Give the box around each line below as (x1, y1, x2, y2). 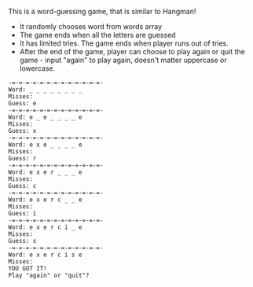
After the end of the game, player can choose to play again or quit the (19, 47, 246, 56)
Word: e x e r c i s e (8, 251, 82, 259)
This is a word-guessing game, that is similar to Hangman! (8, 7, 196, 16)
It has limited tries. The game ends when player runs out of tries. (19, 39, 229, 48)
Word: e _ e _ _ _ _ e (8, 113, 82, 121)
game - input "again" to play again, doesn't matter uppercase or (19, 55, 227, 64)
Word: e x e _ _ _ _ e (8, 141, 82, 149)
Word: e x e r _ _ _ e (8, 168, 82, 176)
